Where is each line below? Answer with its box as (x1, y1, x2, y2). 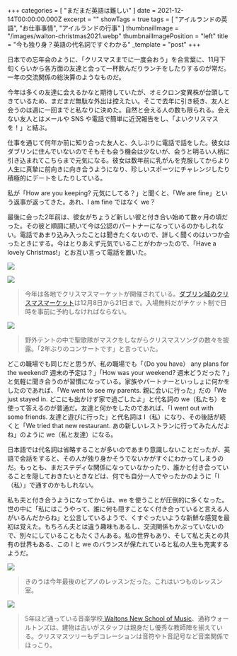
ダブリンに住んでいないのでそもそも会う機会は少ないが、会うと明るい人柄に (7, 147, 230, 156)
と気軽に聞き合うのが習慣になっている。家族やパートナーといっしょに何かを (7, 377, 231, 386)
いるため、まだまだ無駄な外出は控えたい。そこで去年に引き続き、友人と (19, 97, 230, 105)
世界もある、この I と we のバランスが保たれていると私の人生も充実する (19, 540, 229, 548)
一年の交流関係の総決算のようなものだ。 (7, 73, 125, 81)
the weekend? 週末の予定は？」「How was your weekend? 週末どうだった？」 (7, 369, 231, 376)
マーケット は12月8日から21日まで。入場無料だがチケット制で (42, 299, 221, 306)
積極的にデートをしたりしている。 (7, 174, 107, 182)
